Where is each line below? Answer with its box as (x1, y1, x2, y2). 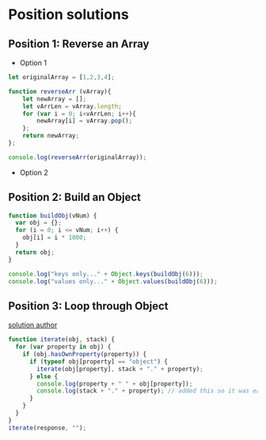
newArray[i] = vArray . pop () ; (36, 117, 133, 125)
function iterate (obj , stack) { (8, 336, 115, 343)
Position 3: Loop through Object (8, 299, 169, 313)
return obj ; (15, 248, 55, 256)
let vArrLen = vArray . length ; (22, 102, 123, 110)
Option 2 (19, 168, 49, 177)
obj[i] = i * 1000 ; (22, 233, 87, 242)
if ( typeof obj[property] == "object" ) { (28, 358, 169, 366)
